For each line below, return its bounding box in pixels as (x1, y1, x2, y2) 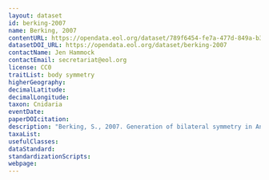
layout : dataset (8, 11, 62, 20)
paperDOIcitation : (8, 115, 70, 123)
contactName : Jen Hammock (8, 49, 94, 57)
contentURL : (8, 33, 48, 42)
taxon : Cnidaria (8, 100, 62, 108)
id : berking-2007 (8, 19, 66, 27)
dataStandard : (8, 145, 56, 153)
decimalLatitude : (8, 85, 66, 94)
